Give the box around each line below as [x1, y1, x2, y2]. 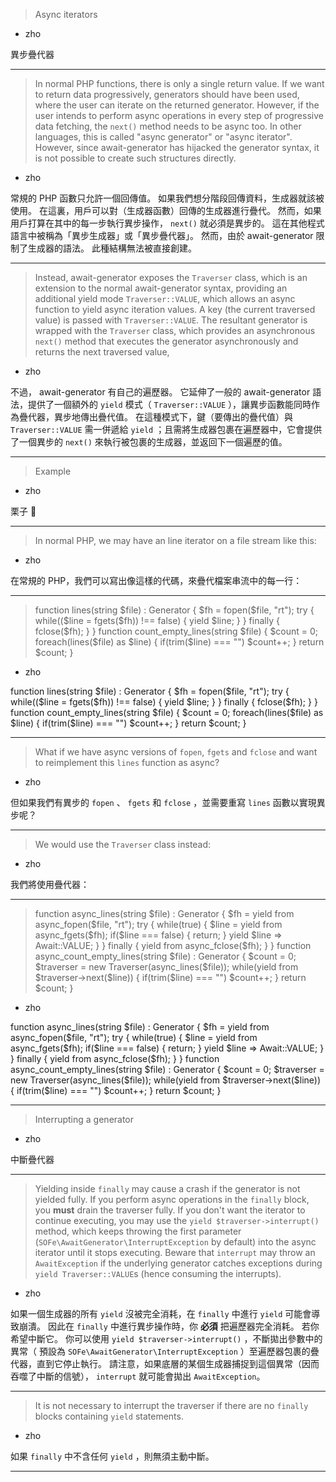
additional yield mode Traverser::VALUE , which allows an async [34, 293, 296, 304]
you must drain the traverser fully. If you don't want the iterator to [34, 1204, 306, 1216]
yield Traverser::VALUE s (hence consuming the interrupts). [34, 1268, 282, 1279]
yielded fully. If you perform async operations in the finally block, [34, 1194, 310, 1205]
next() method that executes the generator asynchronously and [34, 335, 299, 347]
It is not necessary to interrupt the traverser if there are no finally [34, 1400, 309, 1411]
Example [34, 465, 72, 477]
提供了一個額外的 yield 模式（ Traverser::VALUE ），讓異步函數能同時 [27, 399, 312, 410]
